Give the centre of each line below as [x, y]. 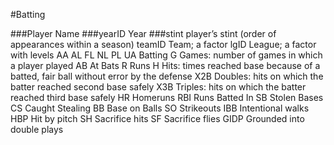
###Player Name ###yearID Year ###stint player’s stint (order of [143, 33]
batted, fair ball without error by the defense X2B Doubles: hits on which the [167, 76]
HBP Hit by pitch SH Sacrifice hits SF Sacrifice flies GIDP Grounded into [157, 118]
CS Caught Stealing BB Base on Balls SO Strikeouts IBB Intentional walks [160, 108]
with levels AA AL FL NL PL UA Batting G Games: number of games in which [166, 55]
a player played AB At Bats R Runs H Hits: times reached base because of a [165, 65]
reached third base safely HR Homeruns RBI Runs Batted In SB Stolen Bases [167, 97]
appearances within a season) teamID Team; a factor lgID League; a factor [163, 44]
